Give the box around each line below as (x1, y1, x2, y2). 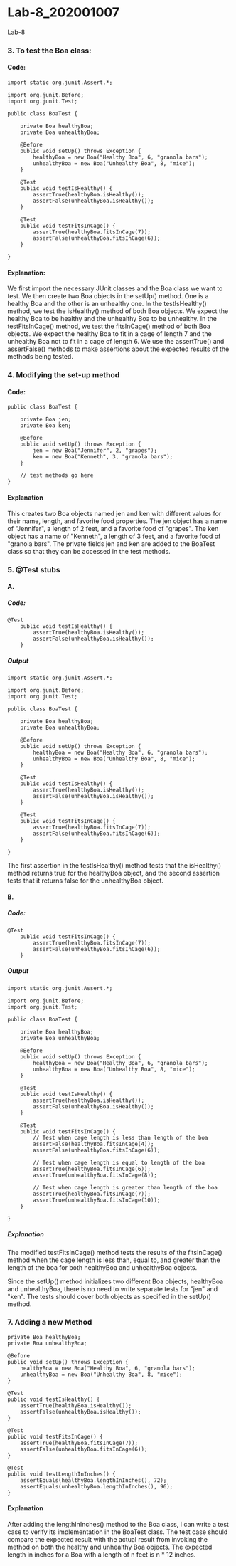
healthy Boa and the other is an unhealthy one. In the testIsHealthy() (7, 300, 208, 308)
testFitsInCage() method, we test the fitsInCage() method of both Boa (7, 322, 211, 331)
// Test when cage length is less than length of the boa (33, 1134, 208, 1141)
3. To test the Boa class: (7, 46, 92, 56)
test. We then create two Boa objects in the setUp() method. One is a (7, 292, 209, 300)
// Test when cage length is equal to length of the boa (33, 1159, 205, 1166)
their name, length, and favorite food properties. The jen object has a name (7, 517, 227, 525)
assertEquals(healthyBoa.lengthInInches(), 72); (20, 1476, 167, 1484)
